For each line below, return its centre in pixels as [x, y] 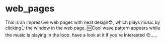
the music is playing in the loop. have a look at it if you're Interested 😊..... [81, 35]
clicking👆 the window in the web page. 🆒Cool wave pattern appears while [83, 28]
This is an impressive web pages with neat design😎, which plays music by [82, 22]
